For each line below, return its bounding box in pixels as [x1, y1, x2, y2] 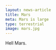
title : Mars [5, 12, 31, 17]
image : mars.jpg [5, 26, 40, 31]
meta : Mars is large [5, 17, 49, 22]
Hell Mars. [5, 40, 27, 46]
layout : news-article [5, 7, 51, 13]
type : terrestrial [5, 21, 44, 27]
